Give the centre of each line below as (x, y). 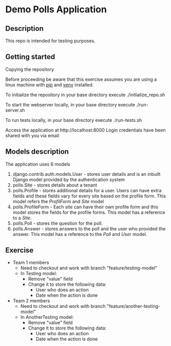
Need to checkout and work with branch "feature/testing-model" (89, 268)
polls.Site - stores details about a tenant (55, 185)
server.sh (15, 110)
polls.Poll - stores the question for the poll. (58, 223)
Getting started (30, 57)
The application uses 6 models (38, 164)
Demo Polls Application (56, 10)
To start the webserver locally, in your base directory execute (70, 104)
